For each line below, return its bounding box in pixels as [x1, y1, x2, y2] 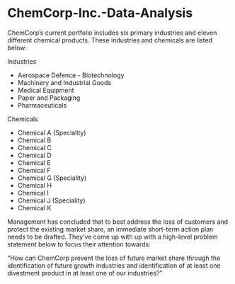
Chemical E [17, 158, 51, 167]
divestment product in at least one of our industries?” [7, 268, 163, 277]
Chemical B [17, 136, 52, 144]
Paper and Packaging [17, 93, 81, 102]
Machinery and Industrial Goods [17, 78, 112, 86]
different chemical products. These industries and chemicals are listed [7, 35, 213, 44]
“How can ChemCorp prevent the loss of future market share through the [7, 254, 221, 262]
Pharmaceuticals [17, 101, 67, 109]
